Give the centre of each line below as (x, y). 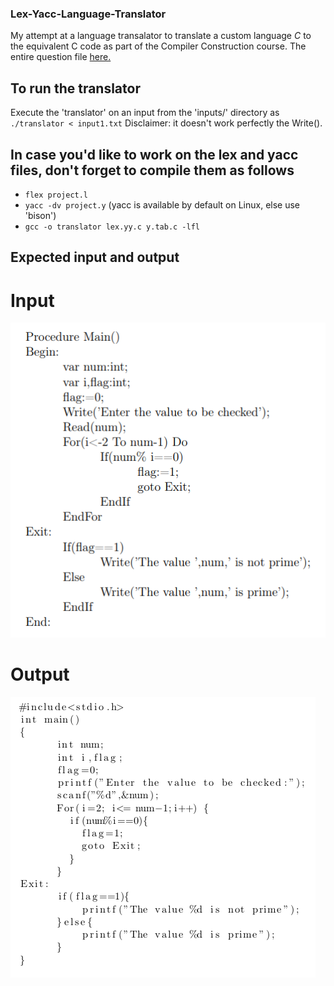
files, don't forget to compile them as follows (152, 170)
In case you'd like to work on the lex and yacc (154, 154)
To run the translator (75, 88)
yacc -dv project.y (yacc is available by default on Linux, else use (162, 204)
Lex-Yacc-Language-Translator (88, 14)
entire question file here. (61, 57)
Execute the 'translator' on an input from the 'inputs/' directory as (145, 113)
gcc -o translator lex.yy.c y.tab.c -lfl (112, 227)
